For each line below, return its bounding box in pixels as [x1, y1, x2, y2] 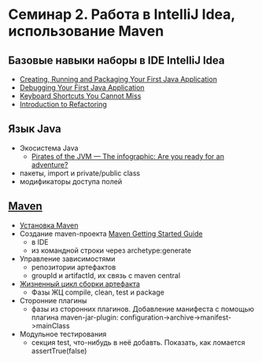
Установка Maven [19, 220, 79, 230]
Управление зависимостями [19, 254, 116, 263]
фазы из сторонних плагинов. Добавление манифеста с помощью [31, 304, 254, 313]
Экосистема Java [19, 143, 79, 153]
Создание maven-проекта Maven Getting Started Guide [19, 228, 203, 238]
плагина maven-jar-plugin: [31, 313, 119, 322]
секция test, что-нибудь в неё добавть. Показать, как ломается [31, 337, 245, 347]
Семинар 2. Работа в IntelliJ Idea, [8, 6, 236, 24]
